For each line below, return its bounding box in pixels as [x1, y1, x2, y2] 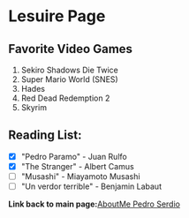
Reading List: [8, 128, 82, 143]
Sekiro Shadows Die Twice [20, 64, 118, 75]
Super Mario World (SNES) [20, 74, 118, 85]
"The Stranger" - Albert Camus [20, 161, 134, 171]
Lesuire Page [8, 6, 106, 26]
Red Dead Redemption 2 [20, 93, 110, 103]
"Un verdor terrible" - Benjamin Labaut [20, 181, 163, 192]
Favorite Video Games [8, 41, 133, 56]
